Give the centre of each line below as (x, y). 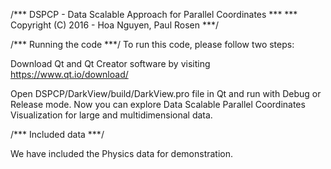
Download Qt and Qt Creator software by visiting (110, 63)
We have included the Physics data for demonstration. (122, 153)
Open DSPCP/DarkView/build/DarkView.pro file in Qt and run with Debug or (166, 93)
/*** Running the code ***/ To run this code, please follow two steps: (152, 44)
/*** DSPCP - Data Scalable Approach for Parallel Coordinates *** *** (154, 14)
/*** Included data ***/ (57, 134)
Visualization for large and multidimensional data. (111, 115)
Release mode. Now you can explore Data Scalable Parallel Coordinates (158, 104)
